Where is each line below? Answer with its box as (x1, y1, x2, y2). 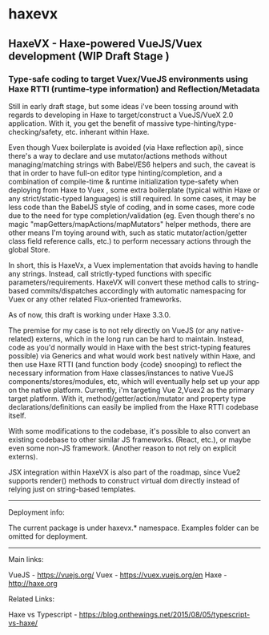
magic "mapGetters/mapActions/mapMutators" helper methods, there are (8, 219, 251, 229)
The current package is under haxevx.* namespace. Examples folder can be (8, 523, 259, 532)
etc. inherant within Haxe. (65, 127, 150, 136)
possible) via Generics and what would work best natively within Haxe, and (8, 350, 256, 361)
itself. (8, 411, 26, 420)
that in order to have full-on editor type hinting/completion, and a (8, 168, 223, 177)
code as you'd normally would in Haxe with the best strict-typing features (8, 342, 251, 352)
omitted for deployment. (8, 531, 88, 541)
